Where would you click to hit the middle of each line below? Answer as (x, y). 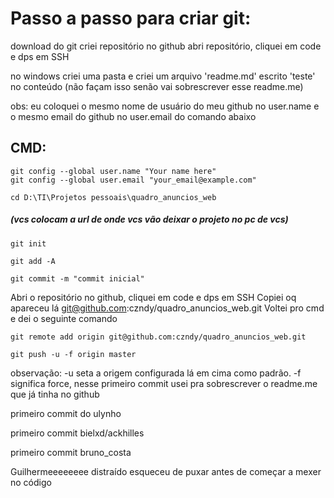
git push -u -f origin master (73, 354)
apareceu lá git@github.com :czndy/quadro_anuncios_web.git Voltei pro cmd (167, 308)
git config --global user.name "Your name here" (113, 171)
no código (31, 482)
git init (28, 243)
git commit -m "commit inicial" (77, 278)
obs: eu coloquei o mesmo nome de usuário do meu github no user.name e (165, 106)
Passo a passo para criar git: (131, 18)
